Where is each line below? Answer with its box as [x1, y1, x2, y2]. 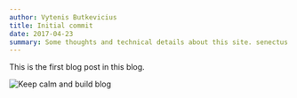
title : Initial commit [9, 21, 93, 30]
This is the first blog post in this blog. [9, 62, 145, 72]
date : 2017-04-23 [9, 29, 74, 38]
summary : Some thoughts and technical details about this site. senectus [9, 37, 289, 47]
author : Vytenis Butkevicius [9, 12, 117, 22]
